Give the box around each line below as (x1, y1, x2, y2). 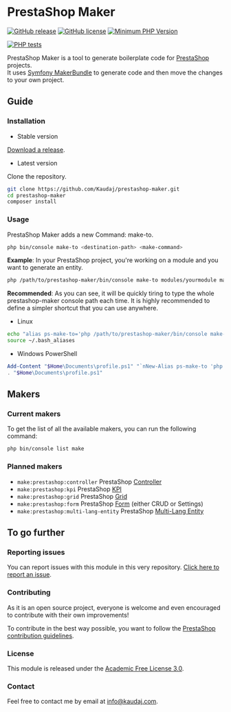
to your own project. (7, 75, 65, 83)
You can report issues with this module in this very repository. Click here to (7, 563, 220, 571)
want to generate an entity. (7, 264, 84, 272)
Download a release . (7, 146, 65, 154)
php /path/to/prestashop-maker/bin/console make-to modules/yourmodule (7, 277, 217, 284)
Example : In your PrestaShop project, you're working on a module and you (7, 256, 219, 264)
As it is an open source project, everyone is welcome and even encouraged (7, 603, 221, 611)
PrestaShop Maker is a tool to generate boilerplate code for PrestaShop (7, 53, 210, 62)
